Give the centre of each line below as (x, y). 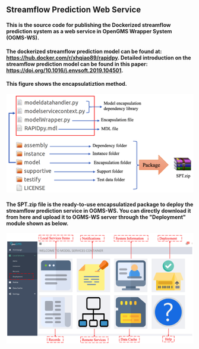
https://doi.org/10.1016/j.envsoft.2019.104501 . (65, 70)
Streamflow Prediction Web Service (74, 10)
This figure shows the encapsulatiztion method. (67, 84)
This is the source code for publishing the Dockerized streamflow (89, 25)
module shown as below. (37, 223)
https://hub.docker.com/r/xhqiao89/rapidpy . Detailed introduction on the (99, 57)
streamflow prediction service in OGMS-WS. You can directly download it (99, 210)
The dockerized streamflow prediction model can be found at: (84, 51)
